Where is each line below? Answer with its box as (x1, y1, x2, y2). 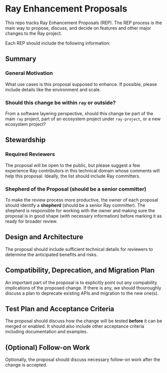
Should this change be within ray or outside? (5, 99, 116, 106)
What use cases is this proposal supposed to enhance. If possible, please (5, 81, 157, 87)
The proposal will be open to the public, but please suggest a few (5, 162, 140, 168)
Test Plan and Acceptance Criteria (5, 305, 114, 313)
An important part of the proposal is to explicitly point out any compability (5, 279, 157, 286)
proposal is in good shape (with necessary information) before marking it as (5, 213, 162, 219)
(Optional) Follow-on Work (5, 343, 90, 352)
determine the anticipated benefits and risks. (5, 251, 98, 257)
